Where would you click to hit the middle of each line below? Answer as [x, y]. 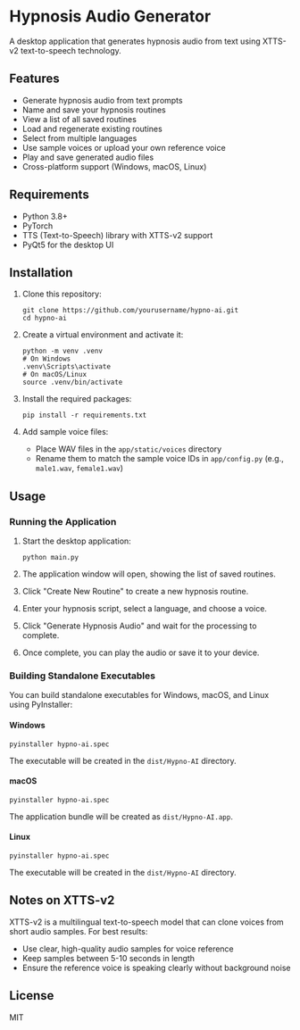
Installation [41, 273]
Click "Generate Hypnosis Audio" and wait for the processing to [139, 626]
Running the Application [63, 521]
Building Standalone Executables [83, 676]
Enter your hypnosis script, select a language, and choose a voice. [145, 609]
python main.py [50, 558]
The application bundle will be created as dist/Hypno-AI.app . [121, 816]
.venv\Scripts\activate [67, 367]
